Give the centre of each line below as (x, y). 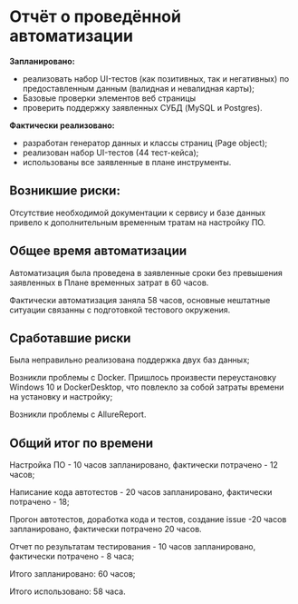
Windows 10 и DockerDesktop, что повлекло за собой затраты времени (147, 387)
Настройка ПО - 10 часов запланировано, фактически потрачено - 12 (144, 465)
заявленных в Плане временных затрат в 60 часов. (109, 282)
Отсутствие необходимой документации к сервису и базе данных (138, 213)
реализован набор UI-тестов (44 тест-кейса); (111, 153)
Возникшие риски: (65, 191)
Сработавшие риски (70, 338)
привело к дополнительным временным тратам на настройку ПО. (138, 222)
